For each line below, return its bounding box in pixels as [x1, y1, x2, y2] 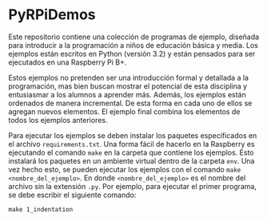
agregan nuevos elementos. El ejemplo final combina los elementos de [8, 106, 241, 116]
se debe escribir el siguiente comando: [8, 190, 137, 199]
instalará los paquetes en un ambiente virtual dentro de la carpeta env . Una [8, 156, 255, 165]
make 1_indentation [8, 205, 74, 213]
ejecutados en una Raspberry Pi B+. [8, 57, 127, 67]
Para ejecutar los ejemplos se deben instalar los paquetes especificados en [8, 130, 257, 140]
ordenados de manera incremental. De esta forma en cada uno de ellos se [8, 98, 253, 108]
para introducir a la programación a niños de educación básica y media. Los [8, 40, 258, 49]
